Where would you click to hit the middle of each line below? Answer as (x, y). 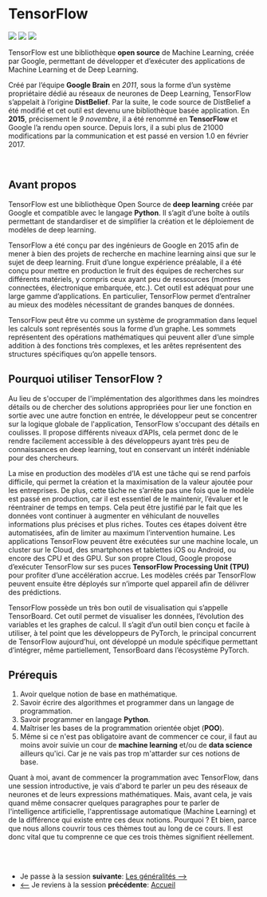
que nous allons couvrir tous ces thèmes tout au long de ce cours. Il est (126, 828)
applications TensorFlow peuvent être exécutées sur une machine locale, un (133, 541)
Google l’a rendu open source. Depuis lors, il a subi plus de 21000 (116, 127)
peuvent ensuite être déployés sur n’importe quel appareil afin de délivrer (129, 583)
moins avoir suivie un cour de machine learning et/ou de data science (136, 745)
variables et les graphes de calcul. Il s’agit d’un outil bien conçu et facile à (129, 625)
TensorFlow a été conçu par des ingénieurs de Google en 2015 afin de (124, 245)
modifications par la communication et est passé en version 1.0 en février (128, 136)
